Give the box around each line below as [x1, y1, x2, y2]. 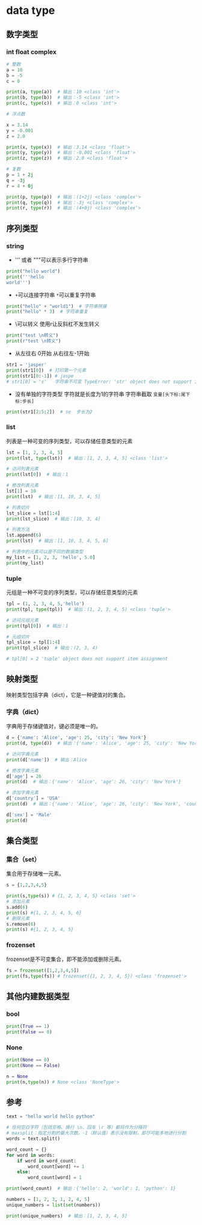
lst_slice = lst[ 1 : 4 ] [6, 510, 61, 516]
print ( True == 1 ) [6, 1024, 50, 1030]
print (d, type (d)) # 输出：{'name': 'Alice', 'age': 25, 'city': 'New [6, 740, 187, 747]
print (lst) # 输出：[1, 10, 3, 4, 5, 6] [6, 538, 109, 544]
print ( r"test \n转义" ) [6, 338, 61, 344]
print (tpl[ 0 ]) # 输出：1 [6, 622, 69, 629]
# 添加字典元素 [6, 790, 39, 796]
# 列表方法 [6, 527, 30, 533]
